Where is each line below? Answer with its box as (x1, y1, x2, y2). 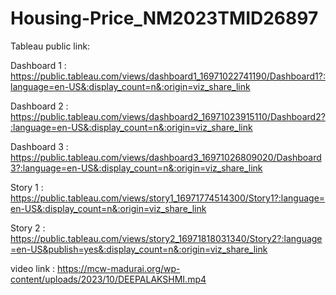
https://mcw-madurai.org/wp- (56, 262, 181, 274)
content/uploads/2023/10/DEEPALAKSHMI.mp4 (10, 273, 207, 285)
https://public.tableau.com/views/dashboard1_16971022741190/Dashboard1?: (10, 70, 326, 82)
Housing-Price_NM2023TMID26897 (10, 7, 319, 30)
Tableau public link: (10, 40, 91, 52)
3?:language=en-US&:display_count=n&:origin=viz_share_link (10, 162, 263, 174)
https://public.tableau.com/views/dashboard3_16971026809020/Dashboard (10, 151, 322, 163)
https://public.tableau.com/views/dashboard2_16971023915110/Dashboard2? (10, 110, 326, 122)
